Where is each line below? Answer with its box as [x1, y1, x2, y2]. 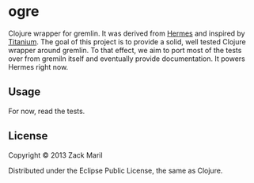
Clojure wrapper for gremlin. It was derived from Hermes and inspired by [8, 29, 245, 38]
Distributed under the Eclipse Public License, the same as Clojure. [8, 166, 223, 175]
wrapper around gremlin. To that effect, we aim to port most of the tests [8, 45, 242, 55]
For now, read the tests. [8, 106, 85, 116]
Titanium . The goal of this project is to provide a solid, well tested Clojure [8, 36, 247, 46]
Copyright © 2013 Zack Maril [8, 150, 103, 160]
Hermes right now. [8, 62, 69, 71]
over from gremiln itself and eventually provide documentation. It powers [8, 54, 245, 63]
